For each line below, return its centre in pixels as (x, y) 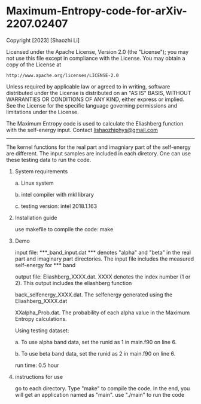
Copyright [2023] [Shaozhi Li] (43, 40)
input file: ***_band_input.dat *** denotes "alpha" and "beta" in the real (103, 252)
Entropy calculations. (41, 319)
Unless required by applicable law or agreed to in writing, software (88, 86)
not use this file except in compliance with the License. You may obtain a (96, 58)
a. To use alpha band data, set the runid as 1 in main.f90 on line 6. (96, 342)
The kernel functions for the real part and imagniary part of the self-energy (99, 147)
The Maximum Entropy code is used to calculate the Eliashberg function (95, 123)
